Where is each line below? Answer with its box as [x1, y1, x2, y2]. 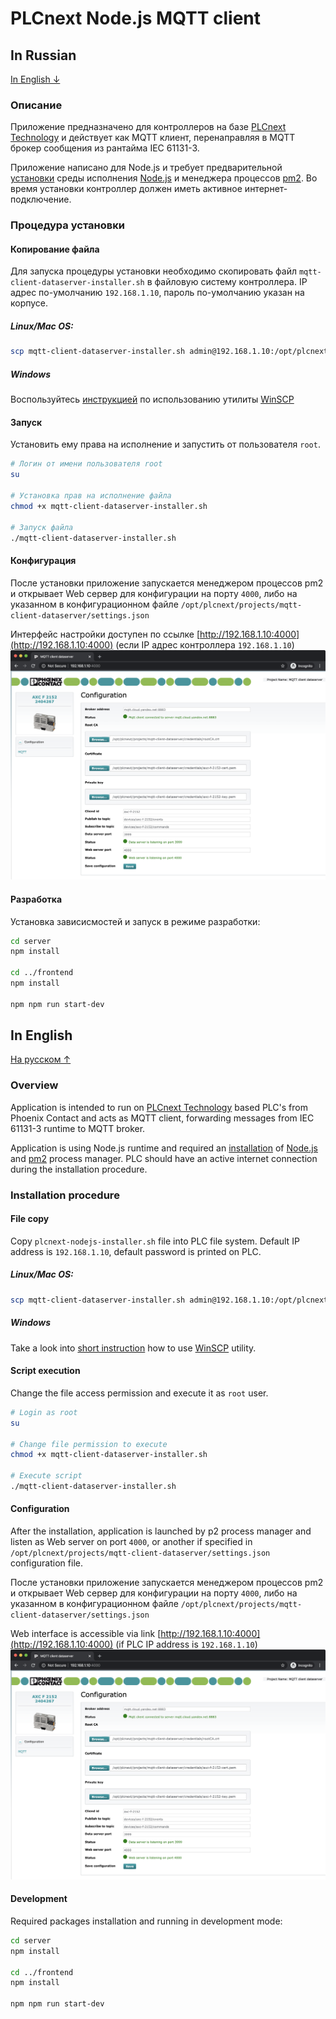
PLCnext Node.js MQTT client [10, 7, 262, 30]
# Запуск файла [10, 522, 74, 532]
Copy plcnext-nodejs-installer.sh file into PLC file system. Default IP [10, 1235, 300, 1247]
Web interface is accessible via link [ [10, 1628, 162, 1640]
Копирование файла [10, 243, 100, 255]
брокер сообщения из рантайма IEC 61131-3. [10, 142, 200, 154]
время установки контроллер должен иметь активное [10, 183, 243, 195]
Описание [10, 98, 63, 112]
